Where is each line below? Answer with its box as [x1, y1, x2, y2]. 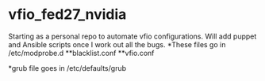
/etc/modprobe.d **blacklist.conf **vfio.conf [8, 48, 155, 57]
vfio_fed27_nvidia [8, 6, 127, 24]
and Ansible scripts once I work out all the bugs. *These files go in [8, 39, 226, 49]
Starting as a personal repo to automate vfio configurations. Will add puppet [8, 31, 257, 41]
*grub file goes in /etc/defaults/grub [8, 63, 127, 72]
